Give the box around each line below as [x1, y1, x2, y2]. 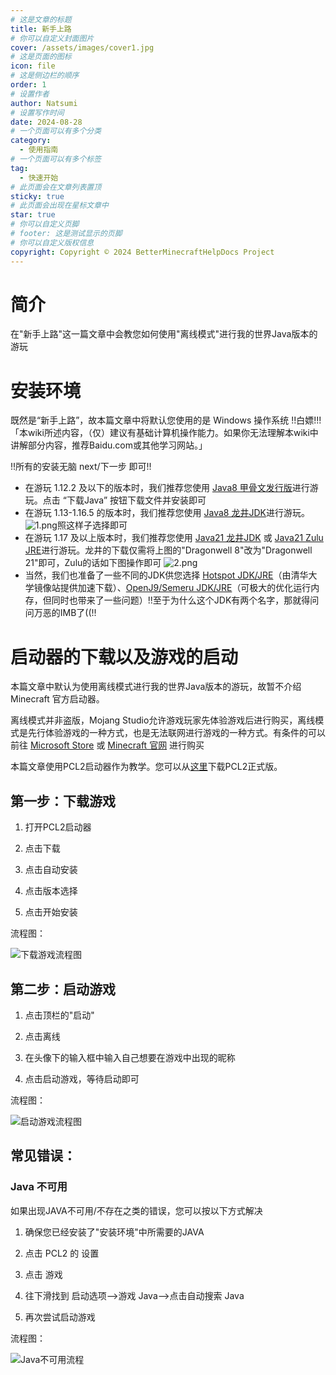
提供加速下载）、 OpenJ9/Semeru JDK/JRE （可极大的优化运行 [59, 582, 312, 594]
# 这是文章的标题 [10, 14, 72, 25]
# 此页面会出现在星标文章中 [10, 201, 110, 211]
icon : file [10, 61, 56, 71]
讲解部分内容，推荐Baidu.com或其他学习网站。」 [10, 439, 208, 451]
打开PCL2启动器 [24, 821, 92, 833]
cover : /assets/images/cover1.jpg [10, 42, 155, 53]
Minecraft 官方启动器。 [10, 693, 105, 705]
